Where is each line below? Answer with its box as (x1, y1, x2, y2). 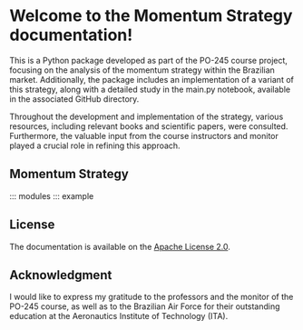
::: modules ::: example (9, 190, 94, 201)
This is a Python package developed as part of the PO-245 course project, (9, 55, 288, 65)
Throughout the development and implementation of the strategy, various (9, 111, 284, 122)
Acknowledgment (9, 267, 112, 283)
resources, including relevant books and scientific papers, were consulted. (9, 120, 288, 132)
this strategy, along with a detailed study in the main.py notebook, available (9, 84, 291, 95)
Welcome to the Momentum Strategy (9, 5, 293, 26)
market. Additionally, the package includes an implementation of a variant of (9, 74, 295, 85)
